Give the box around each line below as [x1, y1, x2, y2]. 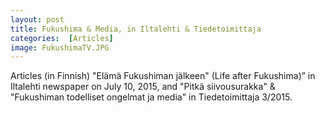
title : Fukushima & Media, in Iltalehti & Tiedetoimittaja [10, 24, 262, 34]
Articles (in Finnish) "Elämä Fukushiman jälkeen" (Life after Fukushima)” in [10, 70, 316, 82]
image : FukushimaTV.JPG [10, 42, 110, 53]
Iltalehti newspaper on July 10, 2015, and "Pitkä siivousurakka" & [10, 81, 276, 93]
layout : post [10, 14, 65, 25]
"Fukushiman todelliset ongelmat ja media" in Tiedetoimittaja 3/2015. [10, 91, 293, 103]
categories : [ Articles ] [10, 33, 114, 43]
